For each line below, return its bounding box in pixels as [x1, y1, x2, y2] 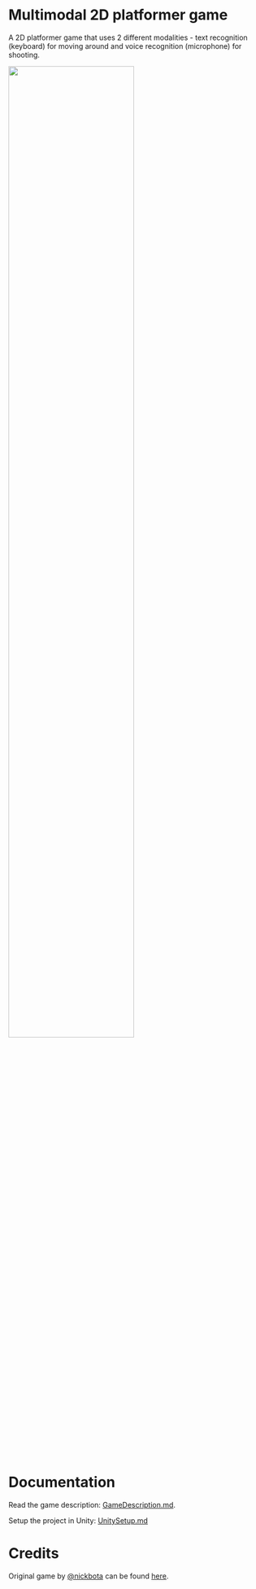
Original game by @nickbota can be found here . [8, 1571, 169, 1581]
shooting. [8, 50, 41, 59]
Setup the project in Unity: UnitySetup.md [8, 1515, 149, 1526]
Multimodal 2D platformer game [8, 6, 228, 24]
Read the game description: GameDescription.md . [8, 1500, 176, 1509]
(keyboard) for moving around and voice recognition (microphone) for [8, 41, 242, 50]
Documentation [8, 1474, 116, 1491]
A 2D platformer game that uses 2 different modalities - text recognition [8, 33, 248, 42]
